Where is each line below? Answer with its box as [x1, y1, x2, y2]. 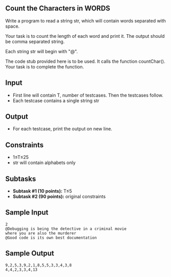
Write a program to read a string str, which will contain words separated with [5, 17, 166, 24]
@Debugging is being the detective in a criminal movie [5, 226, 127, 232]
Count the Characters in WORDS [5, 4, 111, 13]
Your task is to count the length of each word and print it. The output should [5, 33, 165, 39]
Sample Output [5, 249, 55, 258]
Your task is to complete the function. [5, 63, 84, 70]
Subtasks [5, 174, 36, 183]
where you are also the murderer [5, 230, 77, 236]
